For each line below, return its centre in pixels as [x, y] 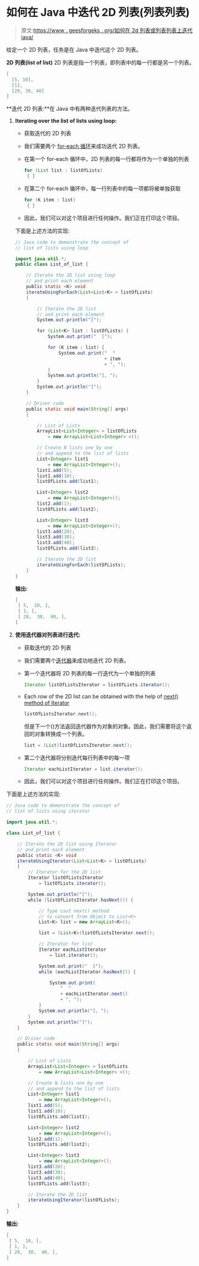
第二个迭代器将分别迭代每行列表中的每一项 [77, 758]
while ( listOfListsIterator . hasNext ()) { [81, 900]
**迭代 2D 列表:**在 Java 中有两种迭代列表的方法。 [70, 109]
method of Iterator [47, 703]
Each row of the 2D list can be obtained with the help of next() [101, 696]
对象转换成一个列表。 [61, 733]
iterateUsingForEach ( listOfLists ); [82, 565]
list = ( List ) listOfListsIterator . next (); [78, 745]
